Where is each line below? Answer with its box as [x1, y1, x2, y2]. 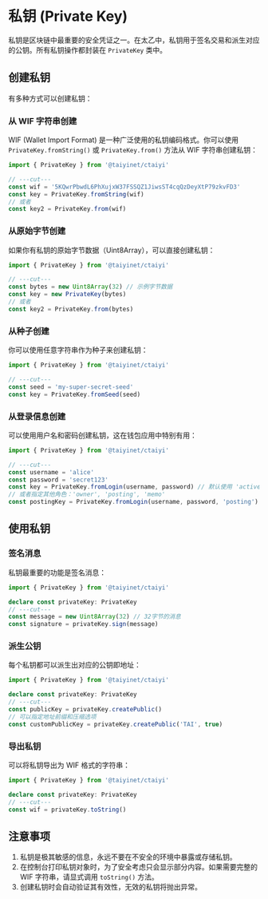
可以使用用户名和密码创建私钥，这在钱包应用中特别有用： [8, 430, 197, 440]
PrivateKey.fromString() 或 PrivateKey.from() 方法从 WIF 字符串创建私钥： [8, 145, 258, 155]
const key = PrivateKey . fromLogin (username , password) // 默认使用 [8, 483, 233, 491]
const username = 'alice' [8, 468, 94, 476]
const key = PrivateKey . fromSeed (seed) [8, 390, 141, 398]
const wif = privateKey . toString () [8, 806, 127, 814]
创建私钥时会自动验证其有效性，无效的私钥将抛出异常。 [19, 882, 202, 892]
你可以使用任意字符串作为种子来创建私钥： [8, 345, 148, 355]
